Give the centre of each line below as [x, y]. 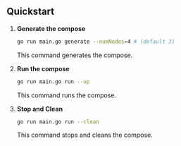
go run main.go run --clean [58, 122]
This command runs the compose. [67, 95]
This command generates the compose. [75, 55]
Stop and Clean [40, 109]
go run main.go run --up [53, 81]
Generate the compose [51, 28]
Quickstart [31, 12]
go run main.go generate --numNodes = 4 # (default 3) [96, 42]
